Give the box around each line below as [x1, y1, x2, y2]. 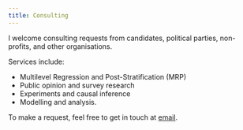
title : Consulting [8, 11, 69, 20]
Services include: [8, 57, 65, 66]
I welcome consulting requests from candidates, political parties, [8, 33, 219, 43]
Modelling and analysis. [19, 97, 97, 106]
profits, [8, 41, 32, 51]
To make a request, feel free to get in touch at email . [8, 112, 178, 122]
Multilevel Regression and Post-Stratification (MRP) [19, 72, 187, 81]
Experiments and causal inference [19, 88, 131, 98]
